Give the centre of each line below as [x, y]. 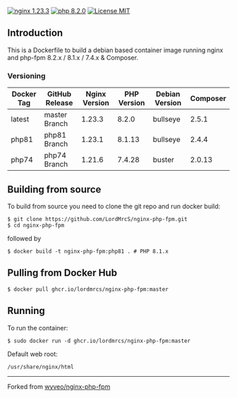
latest [20, 119]
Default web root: [32, 354]
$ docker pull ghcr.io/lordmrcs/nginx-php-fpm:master [88, 289]
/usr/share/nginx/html [41, 367]
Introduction [35, 33]
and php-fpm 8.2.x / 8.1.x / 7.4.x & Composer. [73, 57]
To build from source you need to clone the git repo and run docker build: [114, 206]
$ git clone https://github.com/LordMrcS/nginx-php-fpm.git [98, 219]
